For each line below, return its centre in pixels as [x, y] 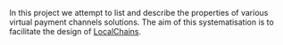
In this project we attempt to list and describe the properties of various [139, 13]
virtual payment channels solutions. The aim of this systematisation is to [141, 22]
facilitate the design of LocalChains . [75, 31]
